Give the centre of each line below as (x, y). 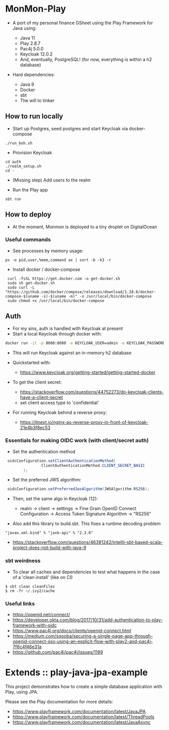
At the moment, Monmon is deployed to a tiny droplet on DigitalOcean (85, 227)
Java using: (24, 28)
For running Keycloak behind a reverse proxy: (60, 412)
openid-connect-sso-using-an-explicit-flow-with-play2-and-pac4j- (82, 641)
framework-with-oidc (34, 625)
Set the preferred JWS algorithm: (47, 480)
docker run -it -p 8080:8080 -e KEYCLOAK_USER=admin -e (65, 343)
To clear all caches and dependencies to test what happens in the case (86, 572)
